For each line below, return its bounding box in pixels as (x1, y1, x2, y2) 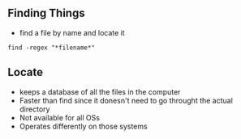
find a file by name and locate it (19, 27, 125, 37)
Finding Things (7, 6, 86, 20)
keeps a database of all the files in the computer (19, 86, 181, 96)
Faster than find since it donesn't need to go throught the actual (19, 95, 233, 105)
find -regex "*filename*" (7, 44, 95, 52)
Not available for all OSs (19, 112, 101, 122)
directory (19, 104, 50, 114)
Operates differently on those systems (19, 121, 148, 131)
